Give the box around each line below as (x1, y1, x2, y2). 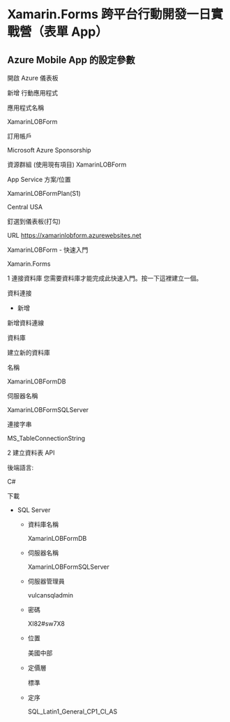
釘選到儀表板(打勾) (7, 218, 61, 225)
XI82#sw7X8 (27, 620, 65, 628)
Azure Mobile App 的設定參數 (7, 54, 135, 66)
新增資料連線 (7, 319, 44, 327)
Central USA (7, 203, 43, 211)
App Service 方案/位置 (7, 176, 71, 183)
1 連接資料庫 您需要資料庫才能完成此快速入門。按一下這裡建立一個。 (7, 274, 203, 282)
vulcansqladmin (27, 591, 74, 599)
